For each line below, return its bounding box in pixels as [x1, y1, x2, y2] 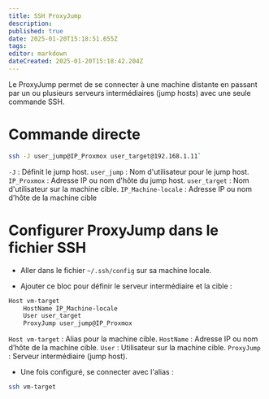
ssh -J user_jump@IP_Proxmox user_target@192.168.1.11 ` [8, 152, 202, 160]
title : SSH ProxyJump [8, 11, 82, 20]
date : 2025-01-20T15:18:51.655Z [8, 34, 118, 43]
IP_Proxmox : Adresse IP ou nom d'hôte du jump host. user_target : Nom [8, 176, 249, 185]
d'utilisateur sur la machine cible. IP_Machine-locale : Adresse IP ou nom [8, 184, 252, 193]
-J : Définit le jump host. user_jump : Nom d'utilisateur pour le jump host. [8, 167, 249, 176]
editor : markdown [8, 50, 67, 58]
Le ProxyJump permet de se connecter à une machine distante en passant [8, 79, 258, 89]
